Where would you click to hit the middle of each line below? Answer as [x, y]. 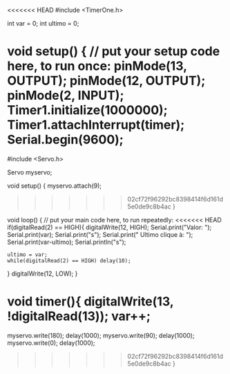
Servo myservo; [30, 172]
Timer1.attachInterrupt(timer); [96, 125]
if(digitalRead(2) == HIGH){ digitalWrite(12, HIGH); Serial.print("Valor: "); [109, 227]
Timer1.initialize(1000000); [87, 110]
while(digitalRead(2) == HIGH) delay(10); [69, 260]
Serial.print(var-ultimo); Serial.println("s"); [67, 242]
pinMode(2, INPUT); [66, 96]
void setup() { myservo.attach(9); [55, 186]
